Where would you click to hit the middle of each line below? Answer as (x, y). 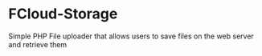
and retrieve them (38, 44)
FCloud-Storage (63, 14)
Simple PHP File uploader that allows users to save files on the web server (131, 36)
